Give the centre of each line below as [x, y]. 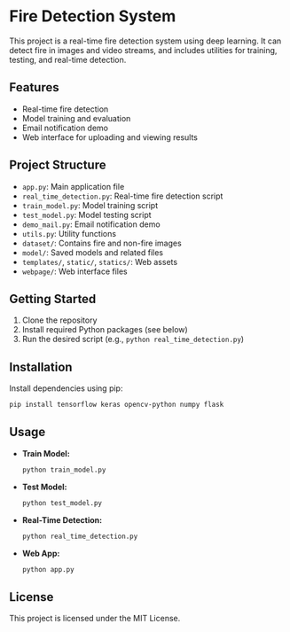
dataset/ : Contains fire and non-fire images [102, 243]
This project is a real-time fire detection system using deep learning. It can [145, 41]
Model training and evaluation [76, 118]
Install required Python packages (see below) [105, 330]
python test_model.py [62, 503]
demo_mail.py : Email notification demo [91, 224]
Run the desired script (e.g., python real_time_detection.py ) [133, 339]
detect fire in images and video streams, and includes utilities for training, [143, 50]
